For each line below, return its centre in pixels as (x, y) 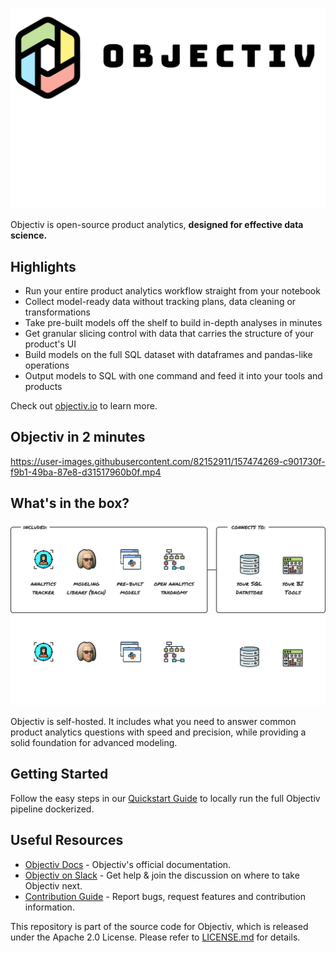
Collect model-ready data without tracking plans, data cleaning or (160, 302)
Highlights (43, 266)
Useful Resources (67, 840)
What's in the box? (70, 503)
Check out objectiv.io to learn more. (84, 406)
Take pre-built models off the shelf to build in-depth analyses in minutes (173, 323)
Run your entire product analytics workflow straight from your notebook (172, 291)
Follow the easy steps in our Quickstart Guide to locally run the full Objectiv (165, 798)
